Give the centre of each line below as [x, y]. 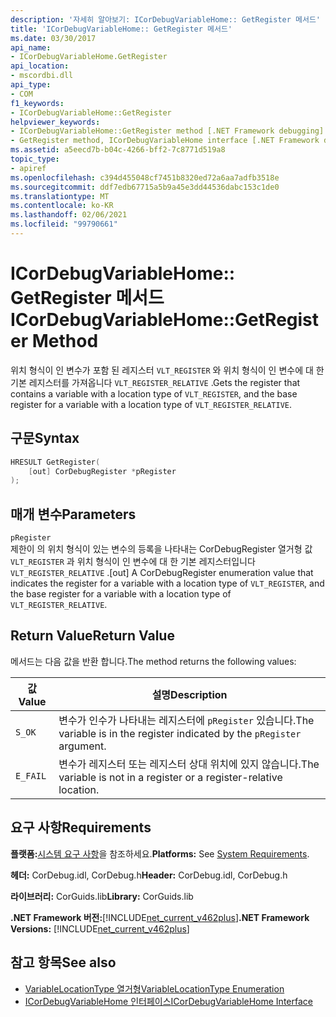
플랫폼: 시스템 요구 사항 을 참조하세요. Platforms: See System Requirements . [160, 853]
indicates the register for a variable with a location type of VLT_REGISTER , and [167, 583]
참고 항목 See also [63, 962]
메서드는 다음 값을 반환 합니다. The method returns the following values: [153, 661]
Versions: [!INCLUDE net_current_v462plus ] [100, 928]
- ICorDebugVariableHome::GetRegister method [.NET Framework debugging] [167, 131]
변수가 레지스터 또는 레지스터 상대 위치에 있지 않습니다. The [189, 764]
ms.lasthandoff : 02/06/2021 [69, 215]
